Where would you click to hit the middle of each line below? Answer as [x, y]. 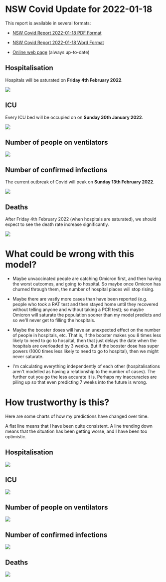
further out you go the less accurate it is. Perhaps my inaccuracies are [84, 377]
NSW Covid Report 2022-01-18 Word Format [58, 42]
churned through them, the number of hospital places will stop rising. [83, 289]
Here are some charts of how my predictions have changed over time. [77, 416]
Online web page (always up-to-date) [51, 52]
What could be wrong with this [70, 254]
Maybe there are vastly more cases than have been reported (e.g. [80, 299]
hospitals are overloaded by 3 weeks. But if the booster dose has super [86, 346]
